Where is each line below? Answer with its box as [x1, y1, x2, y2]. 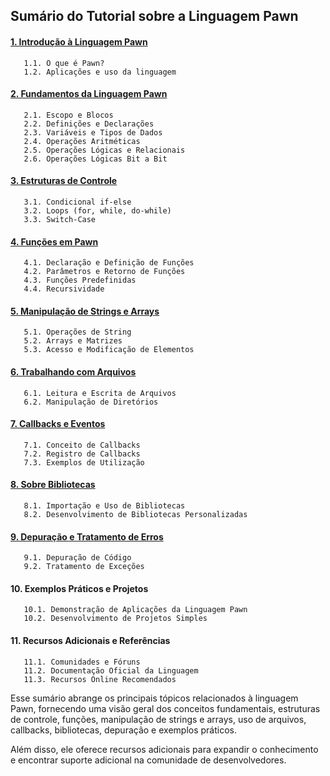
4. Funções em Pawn [10, 235, 99, 248]
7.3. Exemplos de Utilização [23, 457, 145, 468]
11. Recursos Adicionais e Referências [10, 635, 171, 647]
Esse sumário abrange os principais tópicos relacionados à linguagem [10, 692, 299, 704]
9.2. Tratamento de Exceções [23, 562, 145, 572]
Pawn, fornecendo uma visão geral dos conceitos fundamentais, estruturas [10, 702, 321, 714]
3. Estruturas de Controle [10, 175, 118, 187]
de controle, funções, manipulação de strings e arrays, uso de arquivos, [10, 713, 307, 725]
